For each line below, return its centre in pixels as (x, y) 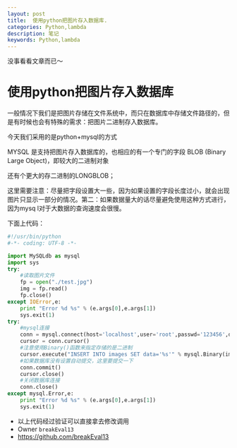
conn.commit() (41, 368)
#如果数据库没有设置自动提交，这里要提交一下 (77, 361)
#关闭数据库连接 (40, 381)
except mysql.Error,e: (41, 394)
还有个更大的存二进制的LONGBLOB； (61, 176)
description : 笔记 (33, 34)
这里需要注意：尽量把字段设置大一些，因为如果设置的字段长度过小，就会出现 (119, 190)
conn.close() (39, 387)
